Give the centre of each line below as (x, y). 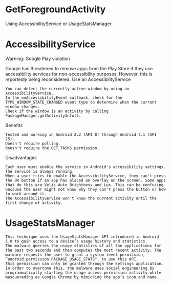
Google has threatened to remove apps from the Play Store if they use (79, 68)
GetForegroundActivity (56, 9)
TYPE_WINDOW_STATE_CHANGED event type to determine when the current (81, 102)
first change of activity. (34, 203)
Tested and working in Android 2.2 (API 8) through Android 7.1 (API (81, 134)
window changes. (23, 107)
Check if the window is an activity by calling (57, 111)
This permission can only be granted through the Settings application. (84, 263)
